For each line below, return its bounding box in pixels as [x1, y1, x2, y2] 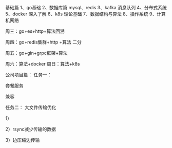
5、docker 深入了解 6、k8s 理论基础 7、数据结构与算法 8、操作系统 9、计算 [5, 11, 166, 17]
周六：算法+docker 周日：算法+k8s [5, 61, 80, 67]
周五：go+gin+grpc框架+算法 [5, 50, 68, 56]
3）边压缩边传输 [5, 137, 40, 143]
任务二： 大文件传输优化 [5, 104, 56, 110]
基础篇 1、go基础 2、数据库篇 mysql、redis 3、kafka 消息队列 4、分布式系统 [5, 5, 167, 10]
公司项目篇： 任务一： [5, 72, 52, 78]
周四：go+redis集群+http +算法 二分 [5, 39, 82, 45]
